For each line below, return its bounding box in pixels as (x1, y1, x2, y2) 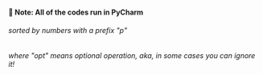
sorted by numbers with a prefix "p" (8, 26, 127, 35)
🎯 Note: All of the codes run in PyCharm (8, 7, 144, 17)
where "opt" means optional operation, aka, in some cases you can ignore (8, 50, 256, 60)
